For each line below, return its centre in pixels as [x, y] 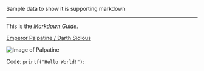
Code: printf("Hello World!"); [46, 61]
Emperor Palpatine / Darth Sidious [49, 38]
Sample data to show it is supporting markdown [66, 9]
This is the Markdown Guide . [42, 26]
